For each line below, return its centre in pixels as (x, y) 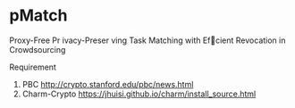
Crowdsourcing (38, 49)
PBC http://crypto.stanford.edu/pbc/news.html (108, 84)
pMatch (38, 16)
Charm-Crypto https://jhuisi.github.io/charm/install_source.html (139, 94)
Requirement (33, 67)
